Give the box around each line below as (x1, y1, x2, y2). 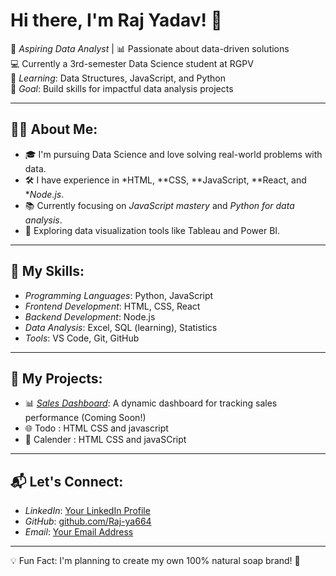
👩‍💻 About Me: (10, 121, 98, 138)
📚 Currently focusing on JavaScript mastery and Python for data (24, 199, 295, 211)
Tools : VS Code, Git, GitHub (24, 332, 140, 344)
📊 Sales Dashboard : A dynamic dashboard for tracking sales (24, 397, 278, 409)
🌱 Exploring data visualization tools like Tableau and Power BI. (24, 224, 281, 236)
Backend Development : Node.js (24, 310, 156, 323)
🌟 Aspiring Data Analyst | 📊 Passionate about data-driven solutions (10, 42, 290, 54)
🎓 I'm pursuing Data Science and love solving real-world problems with (24, 148, 323, 160)
